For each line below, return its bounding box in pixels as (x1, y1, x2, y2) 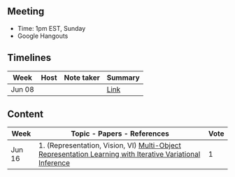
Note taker (64, 73, 100, 83)
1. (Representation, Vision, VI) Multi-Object (38, 141, 182, 150)
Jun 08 (10, 84, 35, 94)
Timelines (7, 52, 52, 64)
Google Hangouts (17, 31, 69, 40)
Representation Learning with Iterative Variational (38, 150, 201, 160)
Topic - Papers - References (71, 129, 169, 139)
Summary (106, 73, 140, 83)
